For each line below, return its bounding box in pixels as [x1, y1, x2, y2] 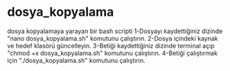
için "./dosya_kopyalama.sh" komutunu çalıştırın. [7, 56, 145, 64]
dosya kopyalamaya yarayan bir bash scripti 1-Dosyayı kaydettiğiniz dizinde [7, 27, 223, 35]
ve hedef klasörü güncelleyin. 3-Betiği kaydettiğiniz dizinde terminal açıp [7, 41, 215, 50]
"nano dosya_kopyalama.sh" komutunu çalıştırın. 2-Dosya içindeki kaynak [7, 34, 218, 42]
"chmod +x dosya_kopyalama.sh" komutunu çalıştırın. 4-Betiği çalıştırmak [7, 49, 218, 57]
